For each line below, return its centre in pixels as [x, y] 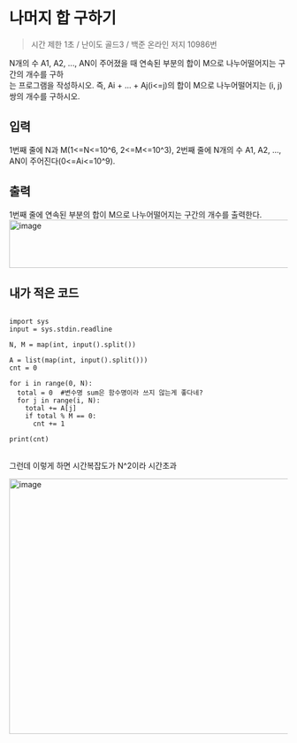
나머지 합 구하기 [63, 18]
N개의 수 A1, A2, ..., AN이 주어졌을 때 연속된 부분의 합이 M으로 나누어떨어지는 [143, 63]
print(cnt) [29, 440]
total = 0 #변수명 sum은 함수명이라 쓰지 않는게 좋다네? [110, 393]
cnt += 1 [49, 424]
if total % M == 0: [61, 417]
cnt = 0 [23, 368]
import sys [29, 322]
